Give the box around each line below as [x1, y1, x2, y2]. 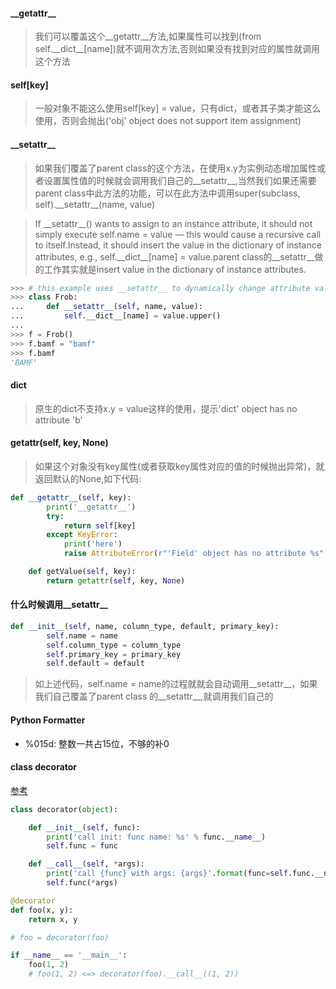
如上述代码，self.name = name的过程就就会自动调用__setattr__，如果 [34, 678, 318, 690]
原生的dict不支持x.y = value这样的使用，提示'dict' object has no [34, 402, 298, 414]
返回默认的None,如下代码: [34, 472, 142, 484]
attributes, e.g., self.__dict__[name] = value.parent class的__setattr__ [34, 250, 315, 263]
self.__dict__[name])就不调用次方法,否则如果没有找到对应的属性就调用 [34, 43, 320, 55]
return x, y [28, 914, 78, 924]
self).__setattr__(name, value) [34, 198, 156, 210]
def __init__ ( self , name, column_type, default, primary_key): [10, 621, 280, 631]
